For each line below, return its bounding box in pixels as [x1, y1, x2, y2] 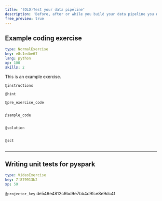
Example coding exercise [5, 34, 82, 42]
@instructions [5, 83, 34, 88]
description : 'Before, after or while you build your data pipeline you [5, 12, 154, 16]
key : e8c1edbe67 [5, 51, 38, 56]
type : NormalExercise [5, 47, 49, 52]
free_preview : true [5, 16, 44, 21]
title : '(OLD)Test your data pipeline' [5, 7, 85, 12]
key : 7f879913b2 [5, 177, 38, 182]
